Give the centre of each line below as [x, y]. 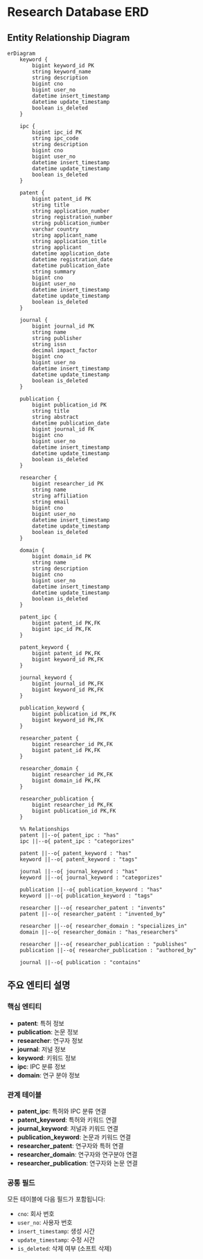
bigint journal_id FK [63, 429]
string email [51, 502]
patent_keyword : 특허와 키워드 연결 [67, 1120]
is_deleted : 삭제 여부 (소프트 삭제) [64, 1249]
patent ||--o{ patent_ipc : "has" [69, 835]
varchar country [55, 229]
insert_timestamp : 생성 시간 [56, 1231]
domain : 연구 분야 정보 [48, 1075]
